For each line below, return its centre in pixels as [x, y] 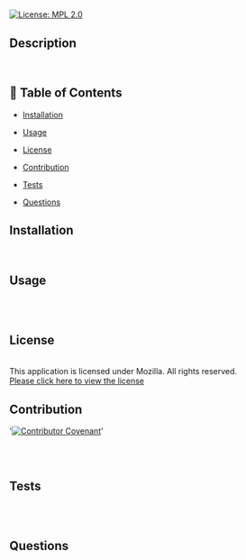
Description [43, 43]
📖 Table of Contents [66, 93]
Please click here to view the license [77, 381]
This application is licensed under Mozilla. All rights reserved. [123, 372]
